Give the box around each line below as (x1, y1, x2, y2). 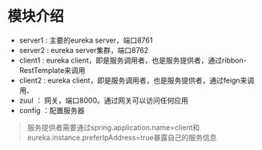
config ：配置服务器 (18, 105, 85, 115)
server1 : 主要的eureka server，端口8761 (18, 35, 153, 45)
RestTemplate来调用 (18, 65, 86, 75)
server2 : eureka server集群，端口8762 (18, 45, 149, 55)
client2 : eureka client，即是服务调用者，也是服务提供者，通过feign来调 (18, 75, 255, 85)
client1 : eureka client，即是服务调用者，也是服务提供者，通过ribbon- (18, 55, 248, 65)
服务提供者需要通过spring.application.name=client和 (26, 122, 200, 132)
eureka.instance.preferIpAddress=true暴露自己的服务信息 (26, 132, 217, 142)
